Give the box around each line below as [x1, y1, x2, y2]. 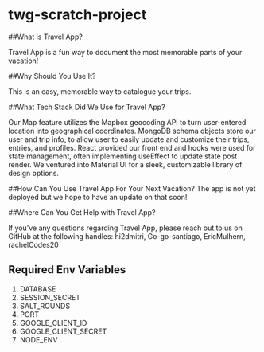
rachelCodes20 [8, 240, 60, 249]
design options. [8, 168, 60, 178]
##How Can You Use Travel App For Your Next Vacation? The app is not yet [8, 183, 256, 193]
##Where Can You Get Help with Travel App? [8, 207, 156, 217]
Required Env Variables [8, 263, 126, 276]
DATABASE [19, 284, 56, 294]
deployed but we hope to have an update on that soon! [8, 192, 188, 201]
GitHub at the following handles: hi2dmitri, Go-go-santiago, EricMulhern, [8, 231, 247, 241]
